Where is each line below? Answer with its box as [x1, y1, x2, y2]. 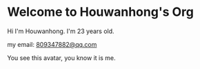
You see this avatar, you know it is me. [7, 53, 116, 62]
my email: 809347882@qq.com [7, 40, 97, 48]
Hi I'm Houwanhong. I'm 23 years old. [7, 27, 115, 35]
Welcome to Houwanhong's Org [7, 4, 194, 20]
